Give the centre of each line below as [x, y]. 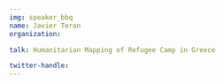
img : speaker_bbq [41, 17]
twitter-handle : [39, 66]
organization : [35, 34]
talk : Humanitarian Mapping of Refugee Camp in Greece [112, 50]
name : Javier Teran [45, 26]
